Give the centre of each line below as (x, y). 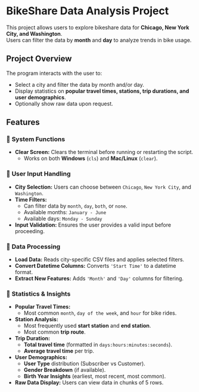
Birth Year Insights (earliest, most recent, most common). (95, 377)
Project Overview (39, 59)
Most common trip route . (55, 332)
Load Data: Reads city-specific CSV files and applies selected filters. (99, 259)
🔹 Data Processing (33, 246)
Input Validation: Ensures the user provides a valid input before (93, 225)
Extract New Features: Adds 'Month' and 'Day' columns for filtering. (99, 278)
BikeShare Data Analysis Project (88, 11)
